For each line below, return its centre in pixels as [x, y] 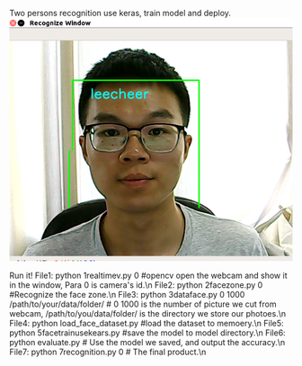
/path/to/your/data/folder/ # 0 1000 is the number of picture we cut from [143, 304]
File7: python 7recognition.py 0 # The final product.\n [108, 352]
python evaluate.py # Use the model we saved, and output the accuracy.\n [147, 342]
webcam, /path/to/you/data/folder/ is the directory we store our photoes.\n [147, 313]
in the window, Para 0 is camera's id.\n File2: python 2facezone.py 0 [136, 285]
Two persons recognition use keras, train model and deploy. [120, 13]
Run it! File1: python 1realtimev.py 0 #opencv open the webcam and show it [148, 275]
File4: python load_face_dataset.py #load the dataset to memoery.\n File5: [147, 323]
